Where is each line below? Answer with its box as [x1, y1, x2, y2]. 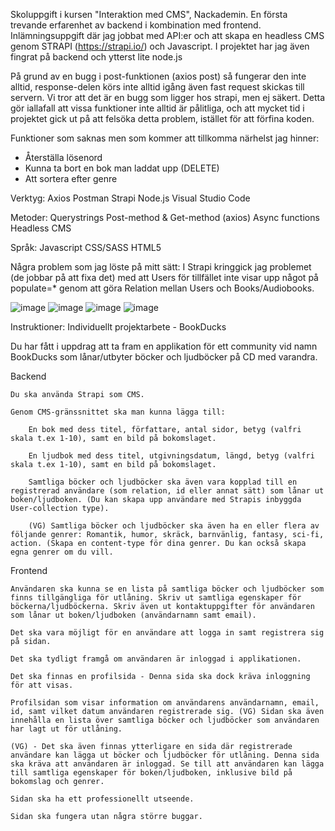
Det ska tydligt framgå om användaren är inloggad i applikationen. [10, 654, 302, 664]
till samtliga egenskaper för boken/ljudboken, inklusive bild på [10, 768, 293, 778]
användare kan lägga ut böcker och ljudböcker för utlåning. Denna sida [10, 750, 320, 760]
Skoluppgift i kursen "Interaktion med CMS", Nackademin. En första [10, 9, 288, 20]
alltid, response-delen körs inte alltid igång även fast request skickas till [10, 81, 305, 93]
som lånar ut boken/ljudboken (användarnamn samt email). [10, 610, 257, 620]
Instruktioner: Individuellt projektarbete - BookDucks [10, 321, 227, 333]
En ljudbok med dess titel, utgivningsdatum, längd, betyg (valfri [28, 451, 315, 461]
